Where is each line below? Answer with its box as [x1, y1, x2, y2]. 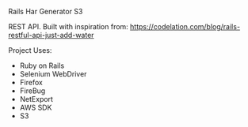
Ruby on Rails [19, 61, 65, 70]
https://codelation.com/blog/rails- [129, 22, 240, 31]
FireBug [19, 86, 46, 95]
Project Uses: [8, 46, 52, 54]
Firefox [19, 78, 44, 87]
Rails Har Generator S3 [8, 7, 83, 16]
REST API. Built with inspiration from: [8, 22, 128, 31]
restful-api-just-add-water [8, 31, 94, 39]
